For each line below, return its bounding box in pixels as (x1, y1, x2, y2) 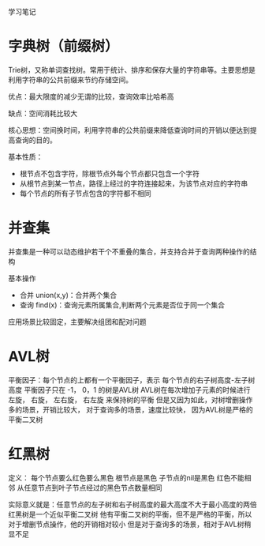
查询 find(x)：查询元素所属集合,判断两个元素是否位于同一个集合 (19, 299, 226, 310)
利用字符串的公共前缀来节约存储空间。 (8, 74, 132, 85)
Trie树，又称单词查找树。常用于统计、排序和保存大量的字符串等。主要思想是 (8, 65, 256, 74)
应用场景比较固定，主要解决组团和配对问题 (8, 317, 147, 326)
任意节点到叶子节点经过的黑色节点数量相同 (23, 483, 162, 492)
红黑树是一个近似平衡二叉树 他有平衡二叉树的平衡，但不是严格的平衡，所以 (8, 509, 252, 519)
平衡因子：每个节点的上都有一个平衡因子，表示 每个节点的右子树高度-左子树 (8, 375, 256, 385)
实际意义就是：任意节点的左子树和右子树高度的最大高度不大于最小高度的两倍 (8, 499, 257, 509)
